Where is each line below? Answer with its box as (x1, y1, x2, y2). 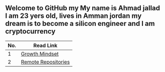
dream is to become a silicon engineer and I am (5, 19, 155, 28)
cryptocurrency (5, 27, 56, 36)
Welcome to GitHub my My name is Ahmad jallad (5, 4, 160, 12)
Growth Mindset (21, 50, 59, 57)
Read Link (33, 42, 58, 49)
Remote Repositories (21, 58, 70, 65)
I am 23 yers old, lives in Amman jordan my (5, 12, 142, 20)
